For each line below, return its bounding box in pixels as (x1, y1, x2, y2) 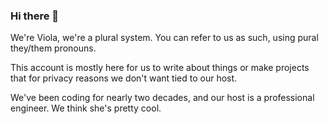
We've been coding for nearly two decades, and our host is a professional (10, 92, 315, 104)
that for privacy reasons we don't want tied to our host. (10, 72, 238, 84)
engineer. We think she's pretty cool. (10, 102, 162, 114)
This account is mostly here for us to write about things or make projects (10, 62, 310, 74)
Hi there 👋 (10, 9, 60, 23)
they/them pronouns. (10, 42, 97, 54)
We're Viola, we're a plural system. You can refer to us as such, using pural (10, 32, 319, 44)
